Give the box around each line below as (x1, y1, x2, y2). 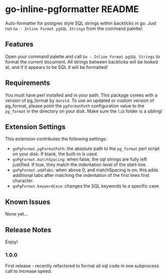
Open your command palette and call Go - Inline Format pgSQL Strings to (5, 53, 160, 59)
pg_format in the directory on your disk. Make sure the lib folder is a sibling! (5, 108, 162, 114)
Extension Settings (5, 122, 66, 131)
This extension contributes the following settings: (5, 136, 107, 142)
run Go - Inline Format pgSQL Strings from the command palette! (5, 25, 143, 31)
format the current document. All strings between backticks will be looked (5, 59, 158, 65)
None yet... (5, 211, 28, 217)
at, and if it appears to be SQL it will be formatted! (5, 64, 108, 70)
